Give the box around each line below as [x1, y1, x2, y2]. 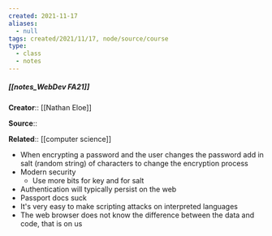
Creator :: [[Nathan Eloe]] [8, 102, 92, 112]
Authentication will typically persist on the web [19, 184, 177, 194]
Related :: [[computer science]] [8, 134, 112, 144]
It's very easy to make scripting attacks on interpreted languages [19, 201, 238, 211]
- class [15, 49, 42, 58]
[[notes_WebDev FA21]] [8, 82, 90, 92]
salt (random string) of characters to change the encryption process [19, 158, 249, 168]
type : [8, 42, 27, 50]
